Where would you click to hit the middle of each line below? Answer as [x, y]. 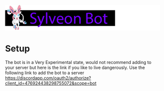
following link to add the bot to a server [45, 73]
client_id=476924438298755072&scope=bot [51, 83]
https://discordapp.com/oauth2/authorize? [48, 78]
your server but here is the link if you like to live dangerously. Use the [75, 68]
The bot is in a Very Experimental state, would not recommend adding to [78, 62]
